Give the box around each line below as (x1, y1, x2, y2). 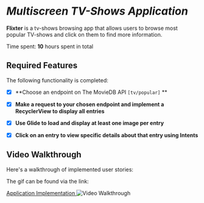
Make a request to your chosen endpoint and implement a (15, 101, 164, 108)
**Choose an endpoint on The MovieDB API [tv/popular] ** (15, 88, 167, 96)
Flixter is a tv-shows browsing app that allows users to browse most (6, 24, 178, 32)
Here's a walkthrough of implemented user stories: (6, 166, 134, 173)
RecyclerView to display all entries (15, 107, 105, 115)
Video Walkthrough (6, 149, 82, 160)
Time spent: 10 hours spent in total (6, 43, 93, 50)
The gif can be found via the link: (6, 177, 90, 185)
